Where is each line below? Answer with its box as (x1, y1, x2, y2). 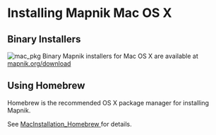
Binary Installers (7, 33, 81, 45)
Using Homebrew (7, 80, 85, 92)
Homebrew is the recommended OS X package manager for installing (7, 98, 210, 107)
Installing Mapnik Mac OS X (7, 5, 172, 21)
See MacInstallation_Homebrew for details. (7, 119, 132, 128)
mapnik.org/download (7, 59, 71, 68)
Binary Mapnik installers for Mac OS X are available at (42, 52, 199, 60)
